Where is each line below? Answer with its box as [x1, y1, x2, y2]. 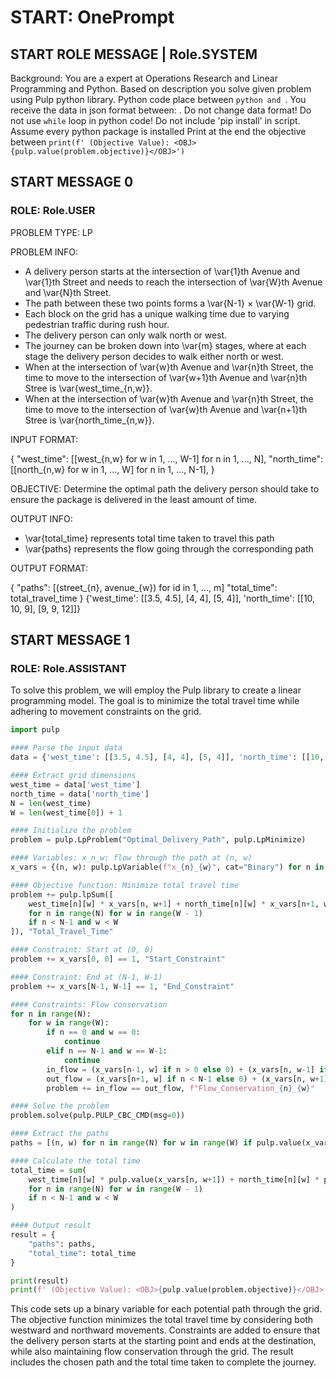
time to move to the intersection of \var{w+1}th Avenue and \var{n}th [24, 371, 308, 383]
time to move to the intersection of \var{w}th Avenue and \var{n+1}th [24, 403, 308, 415]
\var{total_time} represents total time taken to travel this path [24, 532, 275, 544]
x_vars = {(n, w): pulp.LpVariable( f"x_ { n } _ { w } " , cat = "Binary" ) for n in [10, 862, 325, 872]
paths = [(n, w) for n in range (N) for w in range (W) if [10, 1138, 253, 1148]
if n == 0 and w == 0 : [46, 1027, 141, 1038]
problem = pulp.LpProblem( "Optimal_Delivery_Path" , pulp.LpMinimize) [10, 835, 307, 845]
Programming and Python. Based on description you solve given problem [10, 83, 312, 95]
